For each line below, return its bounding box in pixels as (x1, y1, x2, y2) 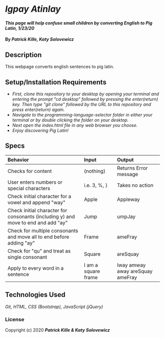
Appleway (117, 196, 140, 202)
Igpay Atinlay (5, 3, 61, 15)
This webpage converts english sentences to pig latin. (5, 64, 114, 70)
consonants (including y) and (7, 213, 75, 220)
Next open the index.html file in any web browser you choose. (12, 122, 138, 128)
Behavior (7, 156, 29, 163)
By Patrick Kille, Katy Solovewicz (5, 36, 74, 42)
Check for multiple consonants (7, 227, 79, 234)
